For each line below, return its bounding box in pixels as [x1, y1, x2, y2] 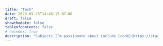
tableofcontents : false [5, 25, 53, 30]
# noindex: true [5, 29, 38, 34]
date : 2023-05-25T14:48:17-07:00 [5, 11, 73, 16]
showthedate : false [5, 20, 45, 25]
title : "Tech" [5, 7, 34, 12]
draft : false [5, 16, 32, 21]
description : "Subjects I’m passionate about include [5, 34, 116, 39]
